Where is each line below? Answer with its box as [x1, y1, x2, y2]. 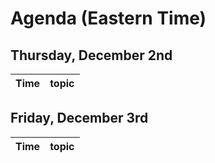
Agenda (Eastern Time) [10, 7, 207, 30]
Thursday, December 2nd [10, 47, 173, 64]
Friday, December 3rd [10, 110, 149, 127]
